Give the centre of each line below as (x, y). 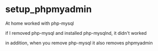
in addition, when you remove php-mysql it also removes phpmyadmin (79, 43)
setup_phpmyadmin (48, 9)
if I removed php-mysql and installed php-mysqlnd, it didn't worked (76, 33)
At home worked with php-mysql (39, 23)
